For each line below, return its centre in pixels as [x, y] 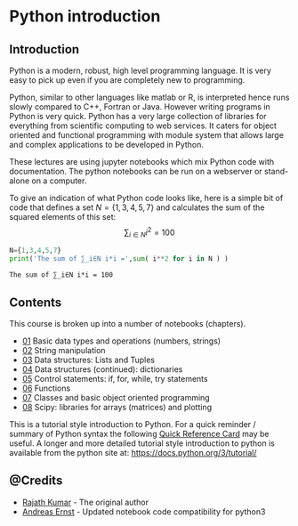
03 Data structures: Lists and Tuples [89, 360]
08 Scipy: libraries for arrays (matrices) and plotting [117, 408]
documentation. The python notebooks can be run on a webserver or [136, 171]
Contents [36, 302]
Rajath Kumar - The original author [85, 502]
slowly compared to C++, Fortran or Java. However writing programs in [140, 107]
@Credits [36, 481]
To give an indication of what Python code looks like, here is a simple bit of [146, 198]
